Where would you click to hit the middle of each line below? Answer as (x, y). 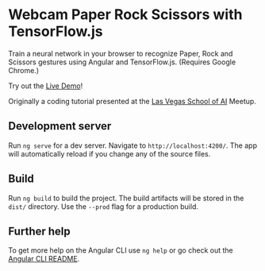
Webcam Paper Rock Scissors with (125, 15)
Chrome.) (24, 70)
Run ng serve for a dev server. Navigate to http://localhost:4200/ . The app (133, 145)
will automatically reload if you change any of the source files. (109, 153)
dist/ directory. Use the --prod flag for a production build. (103, 206)
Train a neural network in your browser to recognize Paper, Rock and (121, 53)
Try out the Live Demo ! (46, 86)
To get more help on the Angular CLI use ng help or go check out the (121, 250)
